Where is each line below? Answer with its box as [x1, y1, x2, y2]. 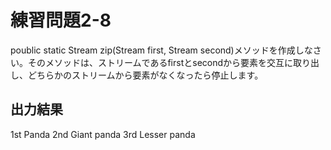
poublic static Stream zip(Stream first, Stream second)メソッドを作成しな [10, 44, 313, 56]
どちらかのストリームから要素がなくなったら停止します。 [27, 69, 264, 81]
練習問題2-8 [10, 9, 112, 32]
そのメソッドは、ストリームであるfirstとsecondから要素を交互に [27, 56, 294, 68]
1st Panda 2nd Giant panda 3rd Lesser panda [10, 128, 196, 140]
